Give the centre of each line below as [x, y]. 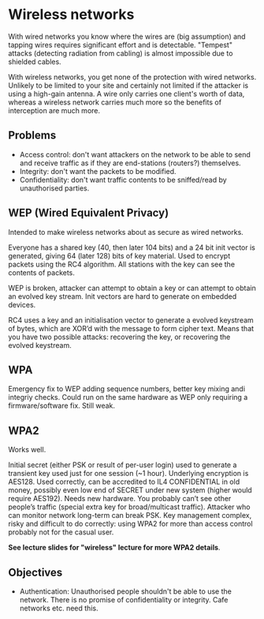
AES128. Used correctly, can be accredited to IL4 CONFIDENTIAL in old [124, 482]
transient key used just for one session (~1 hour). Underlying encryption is [128, 474]
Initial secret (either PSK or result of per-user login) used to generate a [123, 465]
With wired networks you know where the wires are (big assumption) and [127, 36]
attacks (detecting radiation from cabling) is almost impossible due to [121, 53]
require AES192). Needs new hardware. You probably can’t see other [120, 499]
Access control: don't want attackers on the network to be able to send [135, 154]
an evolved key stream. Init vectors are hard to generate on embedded [123, 296]
